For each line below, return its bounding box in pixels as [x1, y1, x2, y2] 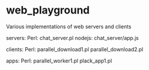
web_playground [6, 4, 90, 17]
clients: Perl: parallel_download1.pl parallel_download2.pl [6, 45, 144, 53]
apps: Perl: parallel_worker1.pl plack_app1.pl [6, 57, 113, 64]
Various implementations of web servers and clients [6, 23, 132, 30]
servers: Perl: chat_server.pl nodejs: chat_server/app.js [6, 34, 139, 41]
